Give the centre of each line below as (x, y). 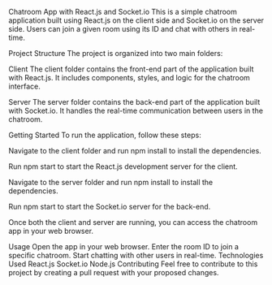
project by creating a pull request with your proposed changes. (114, 272)
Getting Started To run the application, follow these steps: (105, 135)
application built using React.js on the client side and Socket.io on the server (136, 20)
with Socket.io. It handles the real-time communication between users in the (136, 110)
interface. (24, 86)
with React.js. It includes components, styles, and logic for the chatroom (129, 78)
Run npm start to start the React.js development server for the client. (123, 166)
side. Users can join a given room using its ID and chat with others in (123, 29)
